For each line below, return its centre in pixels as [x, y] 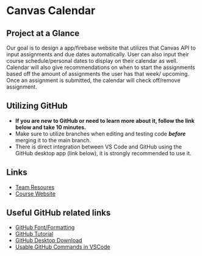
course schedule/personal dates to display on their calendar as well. [92, 61]
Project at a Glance [43, 33]
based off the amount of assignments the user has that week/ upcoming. [98, 74]
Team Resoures [35, 187]
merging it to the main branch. [53, 140]
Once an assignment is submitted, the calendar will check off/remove [93, 80]
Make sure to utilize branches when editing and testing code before [100, 133]
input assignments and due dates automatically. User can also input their [98, 54]
